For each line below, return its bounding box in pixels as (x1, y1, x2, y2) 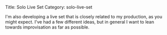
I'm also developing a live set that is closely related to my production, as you (5, 14, 162, 19)
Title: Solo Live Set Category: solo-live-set (5, 4, 92, 10)
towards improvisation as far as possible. (5, 24, 90, 30)
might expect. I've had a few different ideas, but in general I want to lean (5, 19, 154, 25)
